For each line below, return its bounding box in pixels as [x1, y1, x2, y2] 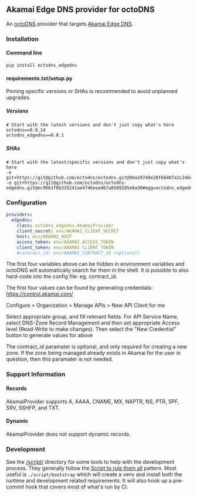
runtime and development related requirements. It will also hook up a [6, 477, 172, 484]
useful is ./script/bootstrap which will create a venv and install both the [6, 471, 182, 478]
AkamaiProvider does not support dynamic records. [6, 430, 131, 437]
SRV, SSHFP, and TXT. [6, 404, 60, 411]
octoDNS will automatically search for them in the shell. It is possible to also [6, 266, 189, 274]
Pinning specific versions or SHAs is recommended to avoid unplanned [6, 88, 178, 95]
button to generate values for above [6, 332, 93, 339]
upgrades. [6, 94, 31, 101]
